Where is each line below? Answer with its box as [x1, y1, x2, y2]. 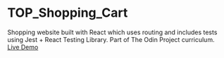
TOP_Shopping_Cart [7, 5, 128, 21]
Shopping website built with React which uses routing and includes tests [7, 28, 218, 36]
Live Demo [7, 43, 39, 51]
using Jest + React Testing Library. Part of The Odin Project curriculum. [7, 35, 215, 43]
